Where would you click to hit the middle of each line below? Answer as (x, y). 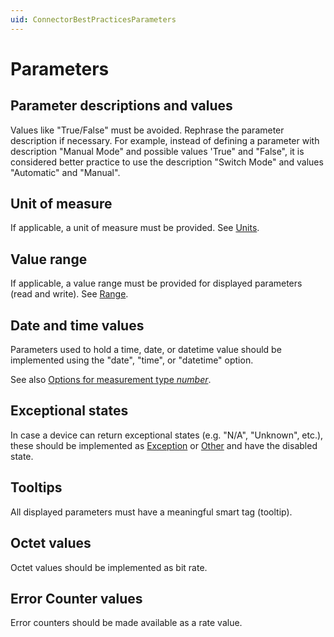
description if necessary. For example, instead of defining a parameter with (165, 140)
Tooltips (36, 487)
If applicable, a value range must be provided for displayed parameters (156, 283)
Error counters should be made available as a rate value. (126, 623)
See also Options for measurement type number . (111, 380)
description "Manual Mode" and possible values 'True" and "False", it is (157, 151)
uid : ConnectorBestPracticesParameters (93, 19)
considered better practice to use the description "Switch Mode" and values (167, 162)
